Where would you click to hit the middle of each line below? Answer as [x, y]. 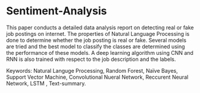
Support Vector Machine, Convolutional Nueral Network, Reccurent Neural [97, 77]
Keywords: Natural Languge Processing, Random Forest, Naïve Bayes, [92, 70]
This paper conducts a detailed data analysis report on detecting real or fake [100, 27]
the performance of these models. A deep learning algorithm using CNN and [100, 52]
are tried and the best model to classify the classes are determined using [96, 46]
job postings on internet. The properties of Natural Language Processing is [98, 33]
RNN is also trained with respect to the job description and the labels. [91, 59]
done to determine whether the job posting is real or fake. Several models [96, 40]
